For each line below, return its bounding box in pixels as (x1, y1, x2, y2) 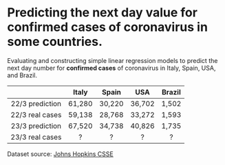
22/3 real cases (10, 110, 62, 119)
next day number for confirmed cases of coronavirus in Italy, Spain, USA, (7, 64, 216, 72)
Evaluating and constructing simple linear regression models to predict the (7, 56, 218, 64)
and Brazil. (7, 71, 38, 79)
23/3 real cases (10, 132, 62, 142)
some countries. (7, 34, 103, 49)
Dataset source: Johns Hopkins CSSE (7, 149, 114, 158)
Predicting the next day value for (7, 5, 198, 21)
